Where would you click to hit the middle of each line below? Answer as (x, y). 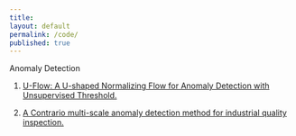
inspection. (43, 122)
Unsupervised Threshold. (69, 95)
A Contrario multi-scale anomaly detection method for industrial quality (154, 113)
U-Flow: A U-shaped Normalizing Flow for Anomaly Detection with (146, 86)
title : (22, 18)
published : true (40, 43)
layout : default (40, 26)
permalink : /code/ (44, 34)
